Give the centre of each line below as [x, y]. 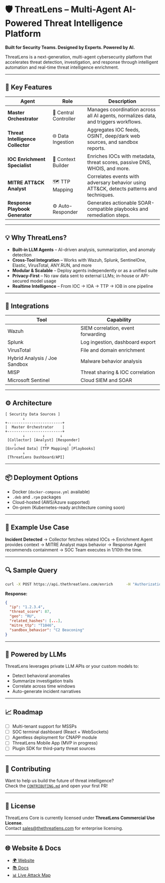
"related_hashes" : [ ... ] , [36, 621]
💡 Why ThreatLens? [36, 238]
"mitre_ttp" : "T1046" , [33, 625]
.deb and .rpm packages [37, 497]
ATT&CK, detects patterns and [122, 189]
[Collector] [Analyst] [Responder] [43, 440]
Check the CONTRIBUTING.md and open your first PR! [56, 786]
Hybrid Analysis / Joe [32, 358]
